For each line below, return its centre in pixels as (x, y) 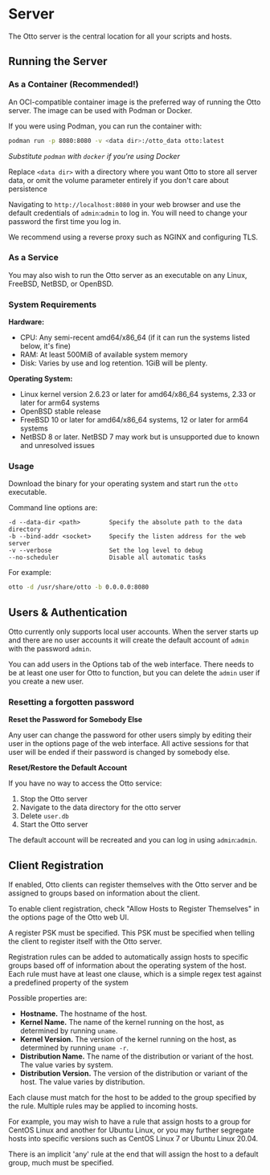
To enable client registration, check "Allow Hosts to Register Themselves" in (134, 909)
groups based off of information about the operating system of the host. (127, 965)
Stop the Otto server (54, 799)
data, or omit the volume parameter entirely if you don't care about (119, 180)
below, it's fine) (45, 346)
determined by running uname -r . (74, 1048)
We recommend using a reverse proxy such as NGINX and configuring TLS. (133, 237)
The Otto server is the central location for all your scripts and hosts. (120, 36)
